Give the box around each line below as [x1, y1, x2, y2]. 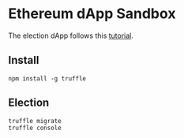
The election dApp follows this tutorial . [8, 31, 134, 40]
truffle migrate [8, 117, 62, 125]
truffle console [8, 124, 62, 132]
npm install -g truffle [8, 74, 87, 83]
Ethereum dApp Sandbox [8, 5, 176, 23]
